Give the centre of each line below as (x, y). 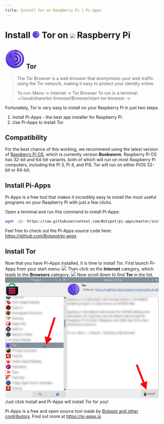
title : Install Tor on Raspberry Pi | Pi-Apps (53, 10)
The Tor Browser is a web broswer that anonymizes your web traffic (85, 78)
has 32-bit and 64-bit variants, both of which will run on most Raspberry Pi (80, 160)
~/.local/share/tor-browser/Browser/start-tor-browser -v (73, 98)
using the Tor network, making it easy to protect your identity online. (86, 84)
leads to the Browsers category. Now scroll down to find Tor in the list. (79, 275)
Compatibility (26, 138)
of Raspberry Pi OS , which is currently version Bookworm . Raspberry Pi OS (81, 154)
